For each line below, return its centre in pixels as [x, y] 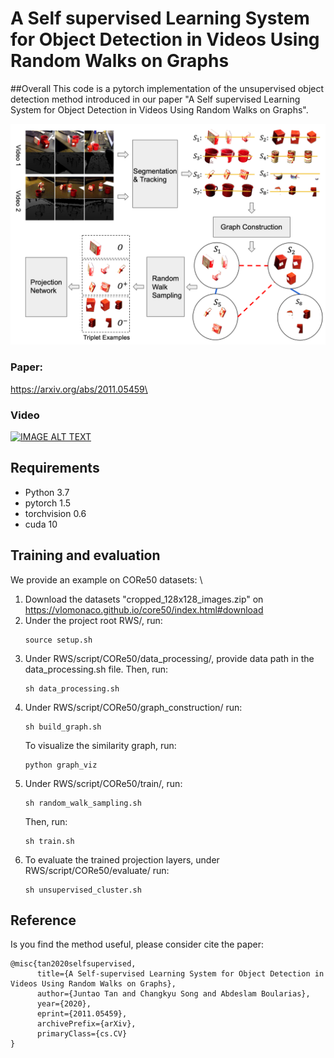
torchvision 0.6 [55, 513]
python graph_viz [61, 765]
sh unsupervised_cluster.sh [83, 890]
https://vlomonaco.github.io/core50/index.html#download [144, 609]
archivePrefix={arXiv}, [86, 1024]
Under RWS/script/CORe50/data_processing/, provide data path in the [169, 658]
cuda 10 [41, 524]
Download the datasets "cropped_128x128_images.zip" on [144, 599]
